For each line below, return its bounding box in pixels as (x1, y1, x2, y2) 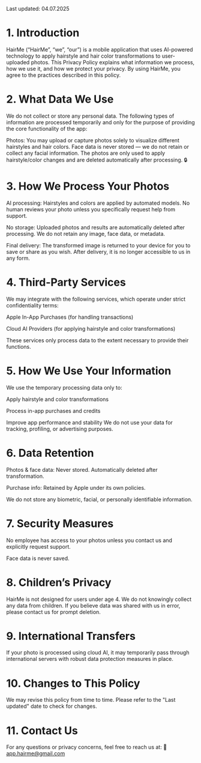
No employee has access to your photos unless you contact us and (6, 537, 173, 544)
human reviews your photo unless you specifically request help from (6, 205, 176, 213)
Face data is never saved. (6, 555, 70, 562)
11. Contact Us (6, 723, 78, 737)
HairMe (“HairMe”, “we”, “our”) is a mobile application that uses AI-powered (6, 46, 193, 53)
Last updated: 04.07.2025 (6, 5, 70, 12)
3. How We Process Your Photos (6, 179, 170, 193)
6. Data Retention (6, 446, 94, 460)
